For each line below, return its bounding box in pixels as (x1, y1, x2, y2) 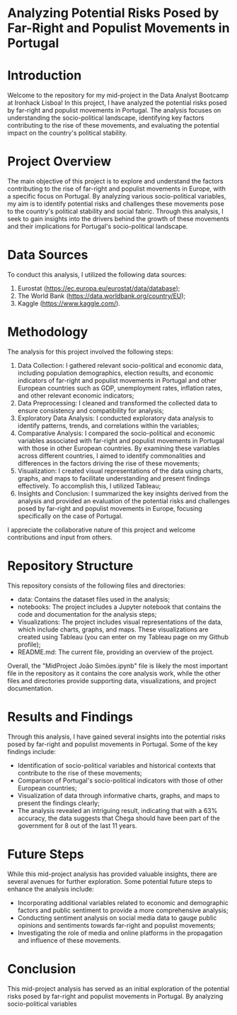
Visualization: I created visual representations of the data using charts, (17, 466, 224, 475)
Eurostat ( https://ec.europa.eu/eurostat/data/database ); (17, 284, 180, 292)
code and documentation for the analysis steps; (17, 610, 157, 618)
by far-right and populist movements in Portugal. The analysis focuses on (7, 106, 221, 115)
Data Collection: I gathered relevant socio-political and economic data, (17, 361, 224, 369)
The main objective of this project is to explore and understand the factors (7, 177, 224, 186)
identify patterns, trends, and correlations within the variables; (17, 421, 200, 430)
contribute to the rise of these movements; (17, 768, 143, 777)
